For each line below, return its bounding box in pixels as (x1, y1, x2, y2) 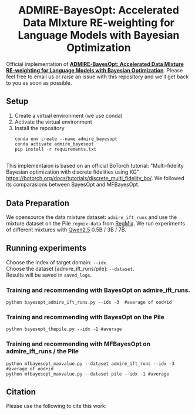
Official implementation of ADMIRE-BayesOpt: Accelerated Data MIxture (6, 60, 184, 68)
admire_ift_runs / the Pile (6, 347, 79, 356)
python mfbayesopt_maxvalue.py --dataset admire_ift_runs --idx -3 (6, 360, 175, 367)
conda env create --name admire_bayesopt (14, 136, 117, 142)
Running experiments (6, 243, 87, 253)
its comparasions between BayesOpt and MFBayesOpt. (6, 181, 140, 188)
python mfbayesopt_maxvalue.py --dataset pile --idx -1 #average (6, 371, 169, 377)
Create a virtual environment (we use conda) (14, 112, 123, 119)
